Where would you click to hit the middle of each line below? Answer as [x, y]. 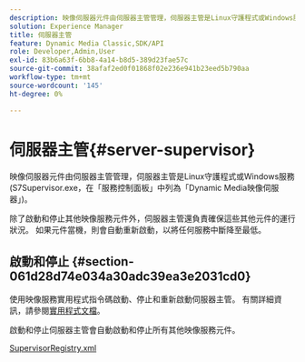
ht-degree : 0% [36, 94]
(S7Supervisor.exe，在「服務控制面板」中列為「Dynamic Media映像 [136, 188]
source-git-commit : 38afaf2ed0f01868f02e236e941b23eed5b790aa [129, 69]
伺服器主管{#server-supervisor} [133, 150]
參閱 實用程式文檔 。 [69, 311]
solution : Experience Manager [67, 26]
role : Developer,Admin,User [63, 52]
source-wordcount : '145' [56, 85]
